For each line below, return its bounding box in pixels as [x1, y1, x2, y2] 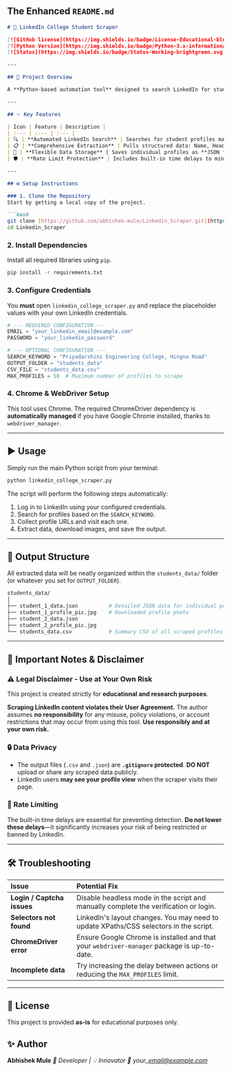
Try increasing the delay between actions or [76, 960, 219, 970]
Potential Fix [76, 881, 118, 891]
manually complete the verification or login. [76, 901, 217, 911]
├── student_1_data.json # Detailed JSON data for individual [7, 603, 217, 610]
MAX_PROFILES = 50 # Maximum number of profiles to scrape [7, 373, 184, 379]
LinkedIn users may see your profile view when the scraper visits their [16, 775, 218, 784]
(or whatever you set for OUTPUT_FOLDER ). [7, 577, 122, 585]
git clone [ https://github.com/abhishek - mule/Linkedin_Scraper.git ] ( [7, 218, 211, 225]
